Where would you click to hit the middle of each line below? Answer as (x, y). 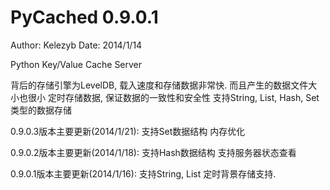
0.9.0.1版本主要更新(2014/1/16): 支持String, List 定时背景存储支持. (143, 173)
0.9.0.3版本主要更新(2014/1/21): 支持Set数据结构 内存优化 (128, 131)
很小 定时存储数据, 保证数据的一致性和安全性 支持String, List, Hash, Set (173, 97)
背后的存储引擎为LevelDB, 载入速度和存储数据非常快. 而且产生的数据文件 (159, 85)
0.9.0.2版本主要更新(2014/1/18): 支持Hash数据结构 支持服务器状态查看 (153, 152)
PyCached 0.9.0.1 (84, 17)
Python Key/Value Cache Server (76, 64)
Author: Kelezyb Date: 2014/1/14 (76, 45)
